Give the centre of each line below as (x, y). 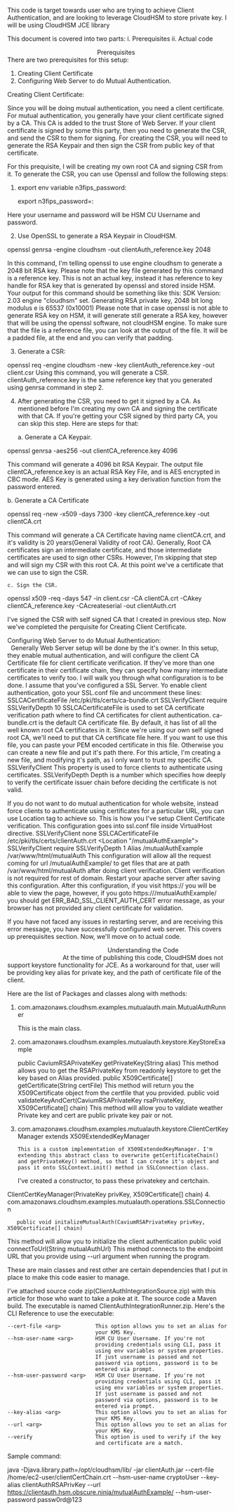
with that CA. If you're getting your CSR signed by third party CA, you (117, 416)
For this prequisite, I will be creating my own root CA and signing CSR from (115, 167)
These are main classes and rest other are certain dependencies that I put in (117, 1270)
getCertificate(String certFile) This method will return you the (106, 1085)
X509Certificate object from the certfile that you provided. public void (118, 1093)
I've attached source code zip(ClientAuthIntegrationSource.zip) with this (112, 1291)
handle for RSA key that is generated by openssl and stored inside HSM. (112, 285)
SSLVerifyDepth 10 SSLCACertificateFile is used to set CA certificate (106, 708)
